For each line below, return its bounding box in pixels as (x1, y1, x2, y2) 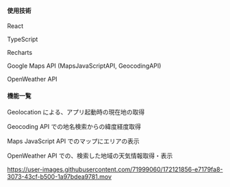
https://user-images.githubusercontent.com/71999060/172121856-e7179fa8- (7, 165, 223, 174)
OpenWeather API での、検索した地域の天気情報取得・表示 (7, 151, 173, 160)
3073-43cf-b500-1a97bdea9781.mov (7, 173, 112, 181)
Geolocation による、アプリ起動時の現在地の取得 (7, 108, 145, 116)
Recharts (7, 49, 33, 57)
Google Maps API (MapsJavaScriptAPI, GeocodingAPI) (7, 62, 162, 70)
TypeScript (7, 35, 38, 44)
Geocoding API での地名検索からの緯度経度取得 (7, 123, 142, 131)
